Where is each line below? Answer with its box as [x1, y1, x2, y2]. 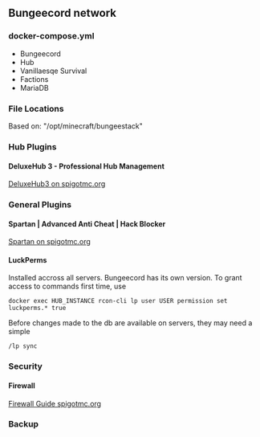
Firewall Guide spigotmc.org [8, 398, 102, 408]
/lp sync [8, 342, 38, 350]
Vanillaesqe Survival [19, 66, 87, 76]
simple [8, 327, 30, 337]
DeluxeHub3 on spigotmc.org [8, 179, 106, 189]
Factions [19, 74, 49, 84]
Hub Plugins [8, 141, 57, 152]
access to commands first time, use [8, 281, 127, 292]
